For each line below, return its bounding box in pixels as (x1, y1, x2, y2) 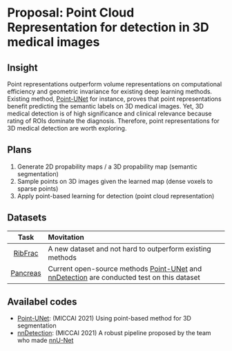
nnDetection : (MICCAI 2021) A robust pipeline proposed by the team (17, 329, 212, 337)
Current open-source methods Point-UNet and (48, 264, 202, 274)
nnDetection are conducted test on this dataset (48, 272, 200, 282)
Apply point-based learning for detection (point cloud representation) (17, 191, 215, 200)
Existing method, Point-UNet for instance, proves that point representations (7, 95, 222, 103)
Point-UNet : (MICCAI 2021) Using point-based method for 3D (17, 314, 192, 323)
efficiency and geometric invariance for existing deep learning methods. (7, 88, 213, 95)
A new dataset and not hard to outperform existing (48, 244, 212, 254)
